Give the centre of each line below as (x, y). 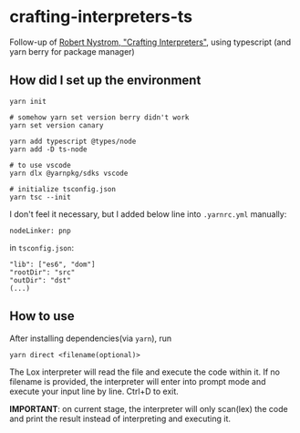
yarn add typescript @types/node (73, 141)
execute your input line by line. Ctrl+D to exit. (94, 391)
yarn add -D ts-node (49, 149)
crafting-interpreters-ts (101, 17)
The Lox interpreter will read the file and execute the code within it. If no (145, 372)
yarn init (28, 101)
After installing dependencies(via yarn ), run (91, 338)
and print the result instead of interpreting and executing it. (120, 418)
